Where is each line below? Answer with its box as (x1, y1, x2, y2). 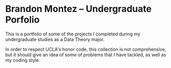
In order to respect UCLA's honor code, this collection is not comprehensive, (5, 46, 166, 52)
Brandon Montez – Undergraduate (5, 3, 152, 15)
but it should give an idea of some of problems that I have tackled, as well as (5, 52, 166, 58)
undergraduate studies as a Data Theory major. (5, 36, 105, 42)
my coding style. (5, 57, 40, 63)
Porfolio (5, 14, 40, 26)
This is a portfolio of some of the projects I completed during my (5, 31, 140, 37)
